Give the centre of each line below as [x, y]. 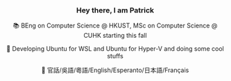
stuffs [115, 56]
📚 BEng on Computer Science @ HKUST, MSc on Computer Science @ [115, 25]
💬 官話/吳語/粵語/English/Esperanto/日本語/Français [115, 70]
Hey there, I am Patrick [115, 10]
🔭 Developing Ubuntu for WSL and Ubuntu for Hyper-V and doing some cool [115, 49]
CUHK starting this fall [115, 36]
